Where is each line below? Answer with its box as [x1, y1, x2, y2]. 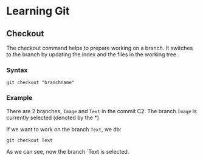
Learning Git [6, 4, 70, 18]
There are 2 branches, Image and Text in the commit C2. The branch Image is [6, 107, 198, 114]
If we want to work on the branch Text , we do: [6, 125, 122, 133]
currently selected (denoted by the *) [6, 114, 99, 121]
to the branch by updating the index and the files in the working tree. [6, 51, 178, 58]
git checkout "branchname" [6, 80, 75, 86]
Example [6, 94, 33, 102]
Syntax [6, 65, 28, 74]
